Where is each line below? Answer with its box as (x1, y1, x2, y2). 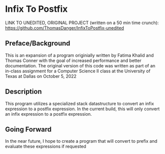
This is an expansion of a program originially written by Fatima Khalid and (5, 52, 154, 58)
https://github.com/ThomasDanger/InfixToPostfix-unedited (5, 25, 124, 31)
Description (5, 88, 42, 96)
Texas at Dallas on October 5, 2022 (5, 73, 77, 79)
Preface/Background (5, 39, 70, 48)
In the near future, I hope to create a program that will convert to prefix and (5, 138, 158, 144)
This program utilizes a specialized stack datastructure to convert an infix (5, 100, 154, 106)
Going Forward (5, 125, 52, 133)
